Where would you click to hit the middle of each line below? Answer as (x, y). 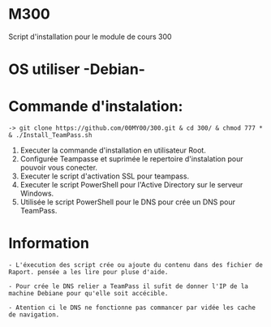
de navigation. (34, 315)
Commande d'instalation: (96, 107)
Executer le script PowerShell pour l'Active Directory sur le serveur (131, 185)
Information (49, 243)
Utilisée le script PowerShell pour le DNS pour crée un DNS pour (128, 202)
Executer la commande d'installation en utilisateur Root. (113, 150)
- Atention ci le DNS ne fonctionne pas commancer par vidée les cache (132, 308)
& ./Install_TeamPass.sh (50, 136)
